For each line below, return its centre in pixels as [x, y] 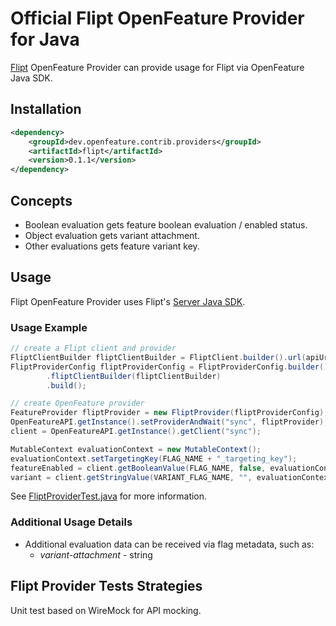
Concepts [41, 200]
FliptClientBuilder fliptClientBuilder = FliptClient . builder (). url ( [158, 357]
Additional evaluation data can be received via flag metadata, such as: [169, 544]
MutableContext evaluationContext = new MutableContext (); [136, 449]
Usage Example [49, 327]
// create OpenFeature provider [77, 403]
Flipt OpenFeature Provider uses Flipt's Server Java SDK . [128, 301]
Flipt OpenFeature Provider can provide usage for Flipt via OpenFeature [157, 67]
